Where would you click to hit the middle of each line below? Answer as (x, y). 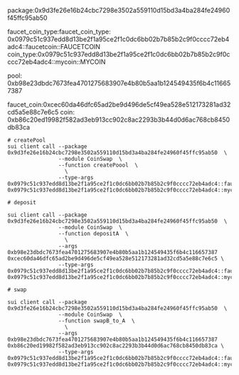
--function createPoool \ (98, 165)
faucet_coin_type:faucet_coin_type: (59, 32)
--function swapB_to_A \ (96, 321)
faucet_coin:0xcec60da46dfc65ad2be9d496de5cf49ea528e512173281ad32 (119, 105)
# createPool (27, 140)
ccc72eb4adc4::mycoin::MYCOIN (57, 62)
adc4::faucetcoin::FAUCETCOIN (54, 47)
